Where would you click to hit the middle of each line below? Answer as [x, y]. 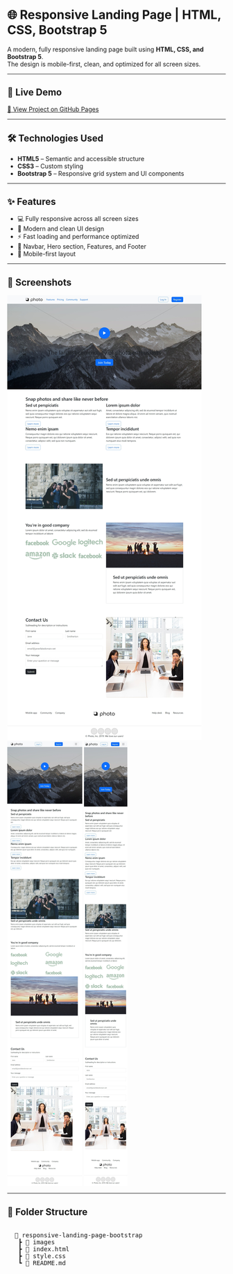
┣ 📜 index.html [44, 1249]
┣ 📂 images [37, 1242]
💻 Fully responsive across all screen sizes [78, 219]
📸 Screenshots [40, 282]
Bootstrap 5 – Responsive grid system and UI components [101, 173]
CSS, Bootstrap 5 [57, 30]
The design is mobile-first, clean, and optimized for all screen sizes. [104, 64]
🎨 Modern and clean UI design [61, 229]
